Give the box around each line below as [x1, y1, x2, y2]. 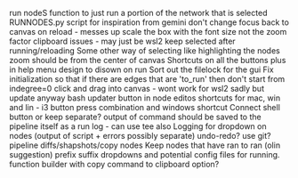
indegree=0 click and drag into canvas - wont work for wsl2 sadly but [9, 84, 265, 93]
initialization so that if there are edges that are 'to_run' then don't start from [9, 74, 286, 84]
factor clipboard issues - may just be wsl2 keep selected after [9, 36, 236, 46]
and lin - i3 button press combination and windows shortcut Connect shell [9, 102, 280, 112]
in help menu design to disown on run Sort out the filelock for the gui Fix [9, 64, 274, 75]
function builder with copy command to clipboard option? [9, 159, 220, 169]
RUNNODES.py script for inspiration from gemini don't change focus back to [9, 17, 289, 28]
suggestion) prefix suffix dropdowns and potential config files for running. [9, 150, 280, 159]
